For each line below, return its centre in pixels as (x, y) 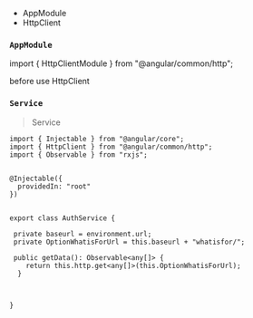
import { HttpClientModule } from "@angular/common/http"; (122, 63)
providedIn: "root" (54, 186)
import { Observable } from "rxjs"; (78, 154)
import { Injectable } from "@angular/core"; (97, 139)
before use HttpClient (50, 82)
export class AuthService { (63, 218)
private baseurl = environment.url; (83, 234)
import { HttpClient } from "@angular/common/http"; (111, 147)
